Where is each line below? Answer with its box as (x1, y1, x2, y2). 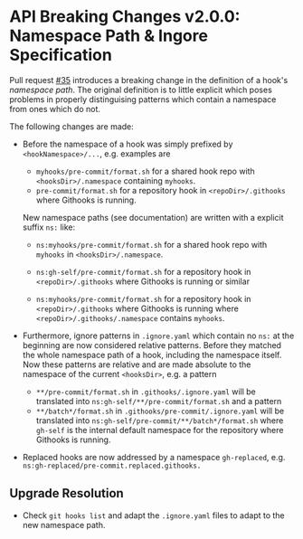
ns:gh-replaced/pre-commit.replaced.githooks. (22, 461, 202, 470)
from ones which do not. (9, 103, 101, 114)
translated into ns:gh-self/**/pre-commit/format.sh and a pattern (35, 395, 282, 406)
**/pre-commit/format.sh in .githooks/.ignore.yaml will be (35, 386, 256, 397)
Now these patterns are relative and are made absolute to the (22, 359, 251, 370)
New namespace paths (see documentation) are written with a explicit (22, 212, 284, 222)
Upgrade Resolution (9, 486, 124, 501)
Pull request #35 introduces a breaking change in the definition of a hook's (9, 74, 289, 85)
